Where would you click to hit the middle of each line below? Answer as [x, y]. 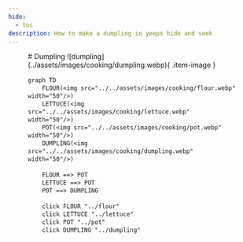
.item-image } [194, 65]
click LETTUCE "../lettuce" [88, 214]
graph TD [42, 80]
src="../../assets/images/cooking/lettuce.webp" [109, 112]
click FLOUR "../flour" [81, 207]
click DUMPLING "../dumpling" [92, 230]
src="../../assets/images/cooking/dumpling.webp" [111, 151]
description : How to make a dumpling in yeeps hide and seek [110, 33]
